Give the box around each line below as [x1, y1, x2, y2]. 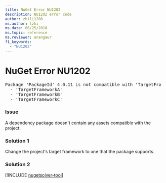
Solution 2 [5, 161, 31, 168]
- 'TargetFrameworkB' [10, 91, 63, 97]
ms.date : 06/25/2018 [5, 26, 48, 31]
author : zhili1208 [5, 16, 43, 21]
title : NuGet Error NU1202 [5, 7, 61, 12]
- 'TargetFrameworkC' [10, 96, 63, 102]
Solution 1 [5, 137, 29, 144]
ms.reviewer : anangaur [5, 35, 52, 40]
